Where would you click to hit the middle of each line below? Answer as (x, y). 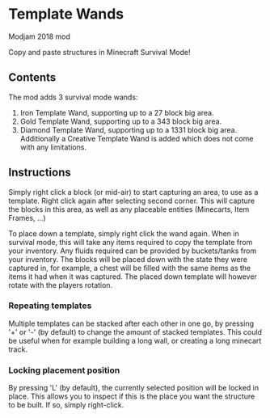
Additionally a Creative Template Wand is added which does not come (137, 138)
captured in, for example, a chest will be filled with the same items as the (130, 268)
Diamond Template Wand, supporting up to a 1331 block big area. (129, 129)
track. (18, 349)
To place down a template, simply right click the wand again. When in (124, 233)
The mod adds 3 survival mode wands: (73, 97)
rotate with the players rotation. (61, 285)
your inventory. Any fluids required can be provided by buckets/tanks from (133, 251)
